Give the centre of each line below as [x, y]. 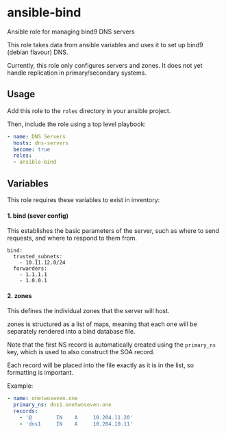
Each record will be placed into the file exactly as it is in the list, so [100, 365]
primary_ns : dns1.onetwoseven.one [62, 405]
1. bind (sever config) [38, 215]
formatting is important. [40, 373]
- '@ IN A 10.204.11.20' [76, 417]
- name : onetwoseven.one [42, 399]
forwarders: [30, 269]
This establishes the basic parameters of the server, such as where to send [113, 231]
